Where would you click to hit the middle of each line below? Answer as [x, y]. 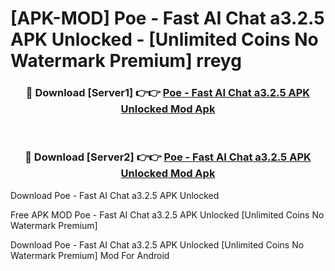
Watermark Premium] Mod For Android [90, 255]
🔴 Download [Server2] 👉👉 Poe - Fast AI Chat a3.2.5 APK [168, 157]
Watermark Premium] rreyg [126, 61]
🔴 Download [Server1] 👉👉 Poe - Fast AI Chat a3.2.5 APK [168, 93]
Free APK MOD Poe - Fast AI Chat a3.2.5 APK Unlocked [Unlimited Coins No [167, 214]
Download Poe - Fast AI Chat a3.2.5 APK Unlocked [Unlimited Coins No [157, 244]
